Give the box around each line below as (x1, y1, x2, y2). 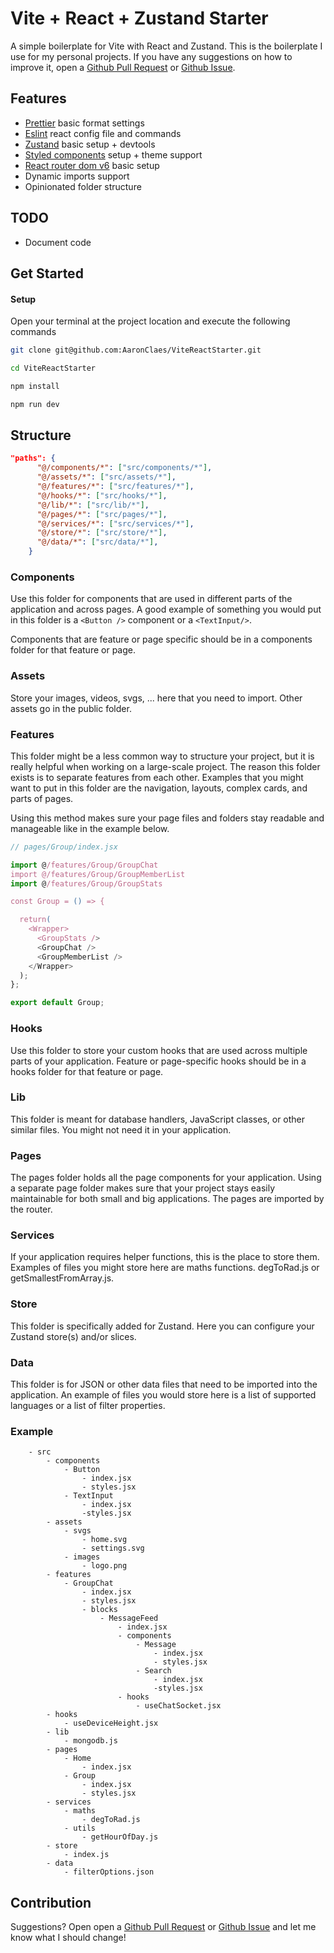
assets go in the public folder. (10, 702, 132, 714)
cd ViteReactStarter (10, 363, 97, 374)
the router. (10, 1203, 53, 1216)
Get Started (10, 265, 84, 282)
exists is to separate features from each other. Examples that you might (10, 771, 304, 783)
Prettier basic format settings (24, 117, 145, 129)
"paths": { (10, 453, 56, 464)
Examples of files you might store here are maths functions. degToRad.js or (10, 1262, 320, 1274)
